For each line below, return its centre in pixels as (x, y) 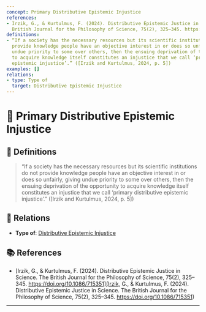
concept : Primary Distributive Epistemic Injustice (74, 12)
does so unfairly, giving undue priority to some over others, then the (107, 179)
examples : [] (23, 69)
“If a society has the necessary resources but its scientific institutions (109, 166)
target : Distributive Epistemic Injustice (67, 86)
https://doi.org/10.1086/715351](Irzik (74, 284)
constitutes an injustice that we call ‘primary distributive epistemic (105, 192)
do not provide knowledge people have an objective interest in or (103, 173)
